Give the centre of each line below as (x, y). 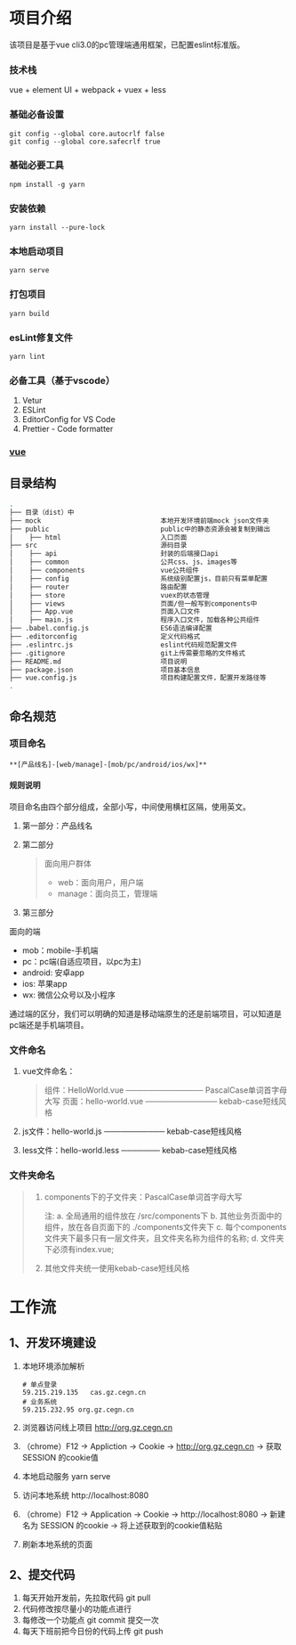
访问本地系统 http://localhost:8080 (85, 1495)
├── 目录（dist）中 (42, 512)
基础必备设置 (37, 115)
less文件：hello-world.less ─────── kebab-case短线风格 (129, 1151)
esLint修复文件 (41, 338)
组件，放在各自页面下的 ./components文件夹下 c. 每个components (165, 1226)
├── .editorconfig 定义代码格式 (105, 637)
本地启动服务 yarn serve (66, 1476)
